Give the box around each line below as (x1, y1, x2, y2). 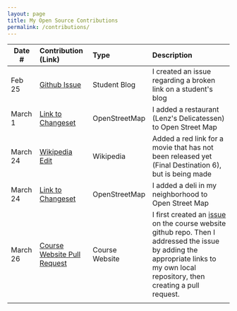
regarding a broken (152, 76, 216, 86)
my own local (152, 263, 196, 273)
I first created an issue (152, 210, 226, 220)
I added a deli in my (152, 181, 217, 191)
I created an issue (152, 66, 212, 76)
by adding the (152, 245, 198, 255)
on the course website (152, 218, 226, 228)
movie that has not (152, 143, 214, 153)
